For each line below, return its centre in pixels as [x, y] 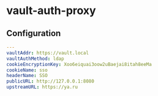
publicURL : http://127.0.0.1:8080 [51, 81]
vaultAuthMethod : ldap [35, 59]
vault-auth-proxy [51, 11]
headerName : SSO [27, 76]
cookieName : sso [27, 70]
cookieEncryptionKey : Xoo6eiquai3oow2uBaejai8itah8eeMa [79, 64]
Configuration [34, 33]
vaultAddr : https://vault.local [47, 53]
